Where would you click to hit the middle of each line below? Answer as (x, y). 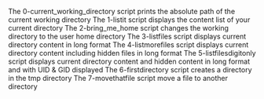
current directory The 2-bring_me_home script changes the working (119, 28)
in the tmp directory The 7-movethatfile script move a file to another (118, 78)
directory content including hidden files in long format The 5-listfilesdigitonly (132, 53)
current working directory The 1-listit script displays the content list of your (129, 20)
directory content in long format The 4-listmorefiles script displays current (128, 45)
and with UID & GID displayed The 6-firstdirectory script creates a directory (130, 70)
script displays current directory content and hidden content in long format (129, 61)
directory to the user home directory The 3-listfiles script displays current (127, 36)
